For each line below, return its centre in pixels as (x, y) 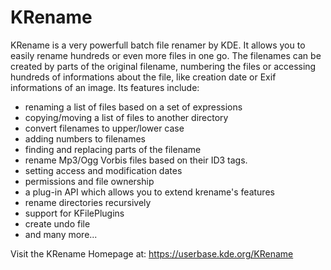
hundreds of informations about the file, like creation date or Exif (143, 77)
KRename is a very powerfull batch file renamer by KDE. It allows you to (158, 45)
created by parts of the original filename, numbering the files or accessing (163, 66)
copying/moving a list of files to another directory (126, 117)
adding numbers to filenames (85, 138)
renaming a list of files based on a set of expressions (133, 107)
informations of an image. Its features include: (105, 87)
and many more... (61, 234)
